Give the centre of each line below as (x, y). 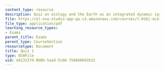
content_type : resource (29, 10)
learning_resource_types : (31, 28)
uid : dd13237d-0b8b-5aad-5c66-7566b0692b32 (50, 60)
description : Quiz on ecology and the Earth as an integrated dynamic (79, 14)
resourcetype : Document (29, 46)
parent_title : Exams (26, 37)
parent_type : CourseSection (34, 42)
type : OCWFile (20, 55)
